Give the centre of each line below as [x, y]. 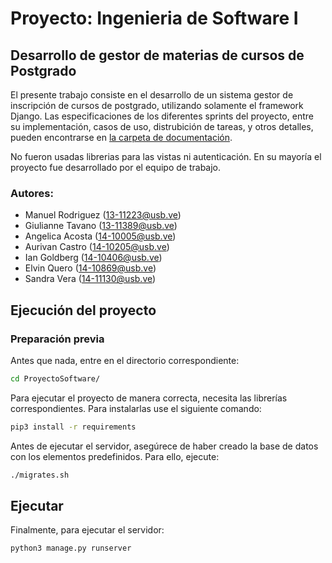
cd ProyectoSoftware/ [55, 378]
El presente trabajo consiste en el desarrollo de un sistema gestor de [152, 95]
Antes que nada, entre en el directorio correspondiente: [125, 360]
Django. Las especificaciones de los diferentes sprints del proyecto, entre [162, 116]
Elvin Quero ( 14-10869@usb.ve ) [90, 268]
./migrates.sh [40, 475]
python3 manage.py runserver [71, 548]
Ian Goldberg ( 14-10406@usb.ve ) [93, 258]
